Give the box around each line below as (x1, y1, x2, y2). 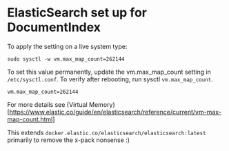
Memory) (88, 100, 115, 108)
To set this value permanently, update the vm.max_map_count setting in (7, 68, 212, 76)
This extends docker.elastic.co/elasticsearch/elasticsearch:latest (7, 128, 206, 137)
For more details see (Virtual (7, 100, 88, 108)
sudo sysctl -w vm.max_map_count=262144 (7, 55, 126, 63)
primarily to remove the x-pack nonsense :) (7, 136, 130, 144)
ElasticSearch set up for (7, 5, 147, 21)
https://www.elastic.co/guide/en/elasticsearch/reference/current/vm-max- (9, 108, 222, 116)
